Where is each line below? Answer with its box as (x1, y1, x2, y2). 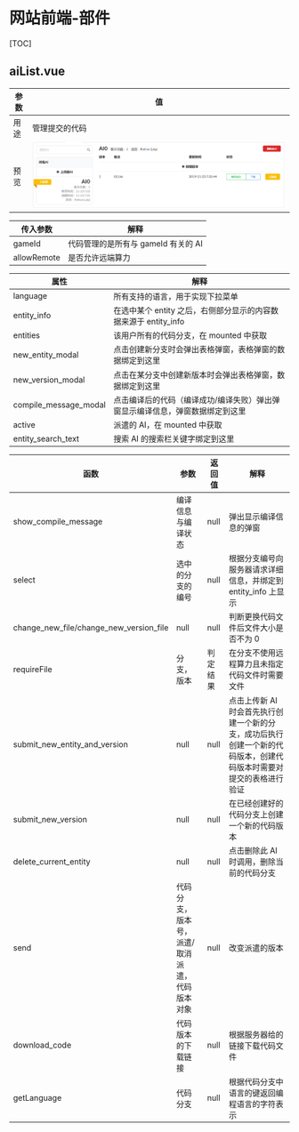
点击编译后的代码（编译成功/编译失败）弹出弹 (113, 394, 280, 405)
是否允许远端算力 (68, 253, 131, 263)
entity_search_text (12, 433, 80, 444)
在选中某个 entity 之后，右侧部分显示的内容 (113, 304, 271, 316)
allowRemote (12, 252, 61, 262)
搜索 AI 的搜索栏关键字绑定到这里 (113, 433, 235, 445)
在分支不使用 (228, 647, 276, 658)
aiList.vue (9, 64, 66, 79)
